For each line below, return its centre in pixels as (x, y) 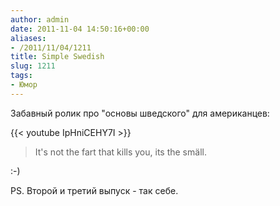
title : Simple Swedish (57, 57)
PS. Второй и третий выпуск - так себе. (94, 190)
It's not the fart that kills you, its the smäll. (120, 152)
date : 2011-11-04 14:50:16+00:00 (80, 29)
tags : (21, 76)
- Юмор (24, 85)
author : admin (40, 19)
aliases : (28, 38)
